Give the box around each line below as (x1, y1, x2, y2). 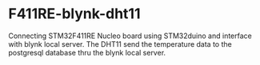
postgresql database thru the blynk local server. (8, 48, 166, 57)
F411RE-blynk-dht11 (8, 5, 141, 23)
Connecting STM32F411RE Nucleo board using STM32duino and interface (8, 31, 252, 40)
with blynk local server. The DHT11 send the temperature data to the (8, 39, 232, 48)
